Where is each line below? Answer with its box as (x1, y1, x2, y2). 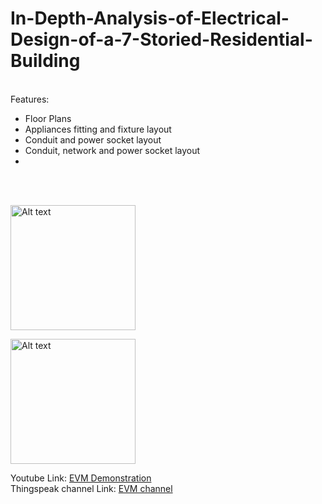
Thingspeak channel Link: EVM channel (10, 482, 173, 494)
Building (10, 50, 81, 72)
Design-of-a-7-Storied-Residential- (10, 28, 313, 51)
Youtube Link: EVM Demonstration (10, 472, 152, 484)
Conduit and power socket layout (24, 133, 162, 146)
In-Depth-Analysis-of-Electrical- (10, 7, 290, 30)
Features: (10, 93, 50, 105)
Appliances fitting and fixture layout (24, 123, 172, 135)
